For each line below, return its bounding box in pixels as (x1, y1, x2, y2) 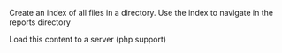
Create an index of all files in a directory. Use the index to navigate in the (9, 8, 274, 18)
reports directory (9, 17, 71, 27)
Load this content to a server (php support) (9, 34, 166, 44)
